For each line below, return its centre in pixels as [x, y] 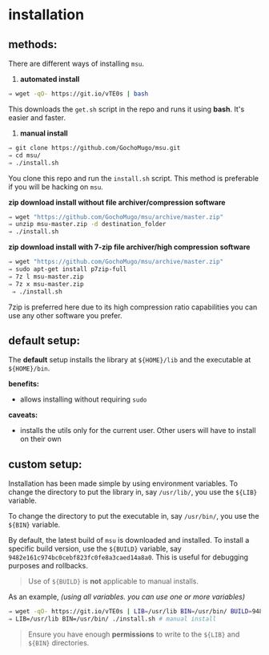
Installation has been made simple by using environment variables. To [123, 483]
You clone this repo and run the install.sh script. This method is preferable [133, 178]
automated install [50, 79]
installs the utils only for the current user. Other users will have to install [138, 431]
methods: [33, 44]
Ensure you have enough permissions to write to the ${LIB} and [134, 634]
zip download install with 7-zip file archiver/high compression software [129, 247]
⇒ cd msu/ [25, 155]
